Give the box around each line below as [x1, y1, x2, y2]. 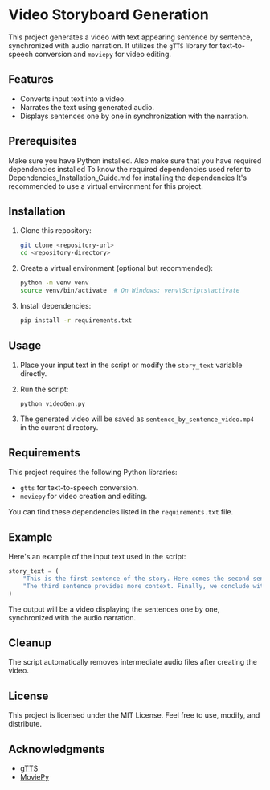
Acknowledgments [8, 742, 106, 756]
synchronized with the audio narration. [8, 612, 137, 622]
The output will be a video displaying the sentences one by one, [8, 604, 220, 614]
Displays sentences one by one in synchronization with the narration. [19, 111, 249, 121]
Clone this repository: [19, 226, 92, 235]
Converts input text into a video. [19, 94, 126, 104]
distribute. [8, 719, 43, 729]
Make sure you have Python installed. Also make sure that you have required [8, 155, 262, 166]
